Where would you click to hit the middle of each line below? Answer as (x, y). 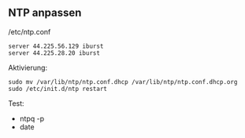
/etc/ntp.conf (30, 31)
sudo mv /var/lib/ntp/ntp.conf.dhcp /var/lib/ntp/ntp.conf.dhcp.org (123, 82)
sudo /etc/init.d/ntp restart (58, 89)
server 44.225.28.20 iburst (54, 53)
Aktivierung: (28, 67)
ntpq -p (32, 118)
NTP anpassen (45, 13)
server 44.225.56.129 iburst (56, 46)
